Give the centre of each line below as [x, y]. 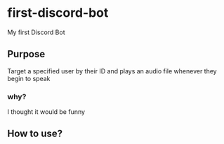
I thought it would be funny [46, 112]
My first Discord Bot [36, 32]
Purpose [26, 54]
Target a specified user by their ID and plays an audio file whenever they [112, 71]
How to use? [35, 134]
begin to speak [29, 78]
